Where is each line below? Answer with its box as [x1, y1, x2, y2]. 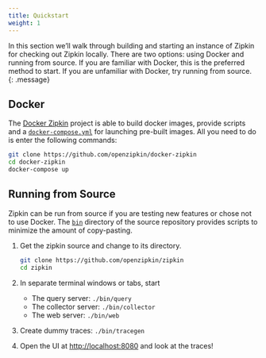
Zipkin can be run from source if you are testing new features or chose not [8, 208, 253, 218]
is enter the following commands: [8, 136, 118, 145]
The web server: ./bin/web [31, 310, 120, 320]
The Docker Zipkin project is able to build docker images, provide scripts [8, 118, 246, 128]
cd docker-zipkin [8, 158, 66, 167]
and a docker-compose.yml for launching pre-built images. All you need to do [8, 127, 256, 137]
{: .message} [8, 75, 50, 84]
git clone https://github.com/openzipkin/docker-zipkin [8, 151, 197, 159]
